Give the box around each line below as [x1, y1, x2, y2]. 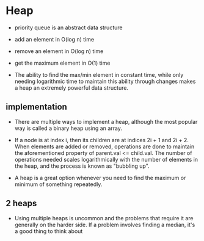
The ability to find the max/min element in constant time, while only [14, 71, 184, 78]
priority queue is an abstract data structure [14, 24, 123, 31]
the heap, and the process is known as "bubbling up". [14, 162, 150, 170]
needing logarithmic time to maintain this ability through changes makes [14, 77, 196, 85]
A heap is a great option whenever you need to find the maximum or [14, 174, 186, 181]
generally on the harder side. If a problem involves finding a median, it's [14, 221, 195, 228]
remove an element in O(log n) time [14, 47, 104, 55]
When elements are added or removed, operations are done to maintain [14, 143, 195, 150]
